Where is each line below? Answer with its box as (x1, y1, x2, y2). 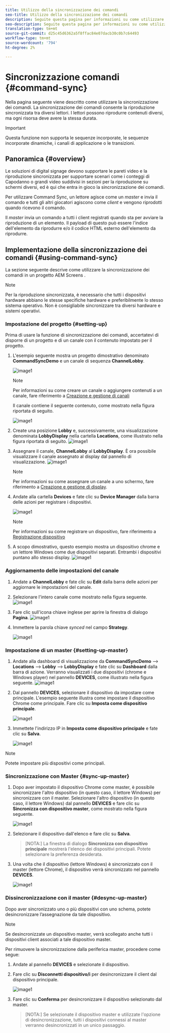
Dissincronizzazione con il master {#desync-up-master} (5, 894, 148, 901)
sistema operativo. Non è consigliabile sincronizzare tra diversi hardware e (5, 302, 161, 309)
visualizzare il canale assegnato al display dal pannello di (12, 454, 132, 460)
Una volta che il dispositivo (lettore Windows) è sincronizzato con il (12, 861, 153, 867)
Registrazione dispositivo (12, 534, 65, 540)
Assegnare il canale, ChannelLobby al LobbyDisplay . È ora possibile (12, 448, 156, 454)
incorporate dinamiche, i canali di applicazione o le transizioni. (5, 140, 135, 146)
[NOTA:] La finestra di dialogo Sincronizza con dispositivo (25, 841, 148, 847)
